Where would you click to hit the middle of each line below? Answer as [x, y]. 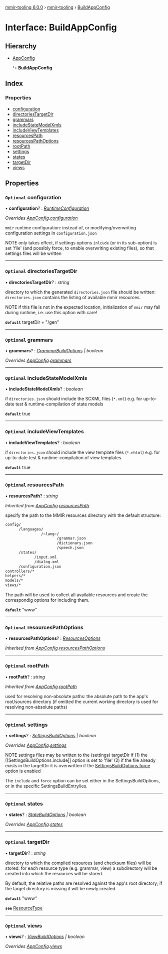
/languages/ [31, 529]
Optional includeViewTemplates [44, 432]
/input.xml [45, 557]
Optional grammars [29, 340]
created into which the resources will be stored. [54, 873]
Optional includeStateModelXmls [46, 378]
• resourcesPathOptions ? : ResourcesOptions [53, 638]
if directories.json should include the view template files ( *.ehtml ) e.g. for [82, 452]
